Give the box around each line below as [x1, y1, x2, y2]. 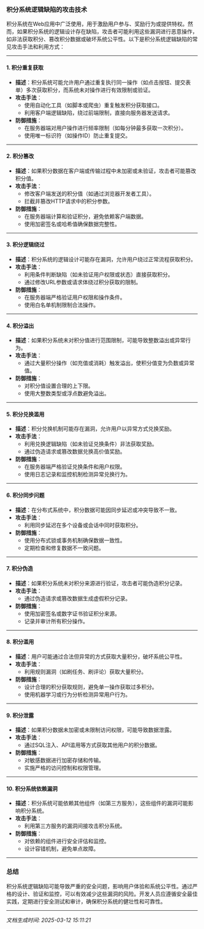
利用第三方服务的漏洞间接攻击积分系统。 [24, 822, 126, 830]
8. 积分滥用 [6, 638, 35, 645]
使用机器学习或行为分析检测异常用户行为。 [24, 691, 131, 698]
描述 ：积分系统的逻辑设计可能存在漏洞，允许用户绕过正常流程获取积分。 [15, 255, 196, 262]
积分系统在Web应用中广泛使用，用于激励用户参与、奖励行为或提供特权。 [6, 20, 188, 28]
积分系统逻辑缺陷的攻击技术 [6, 5, 87, 13]
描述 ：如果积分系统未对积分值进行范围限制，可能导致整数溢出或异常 [15, 337, 186, 344]
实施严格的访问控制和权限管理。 [24, 764, 104, 772]
